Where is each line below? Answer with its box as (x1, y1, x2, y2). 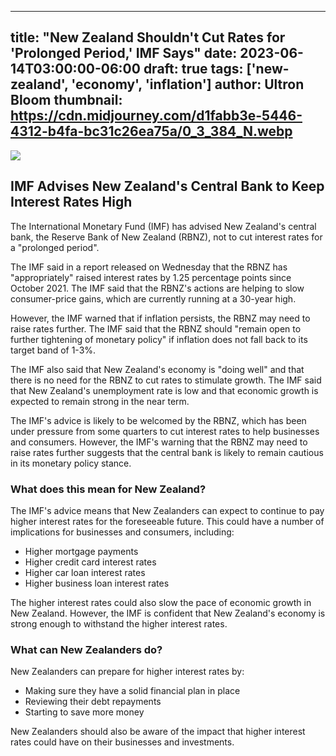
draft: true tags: (143, 61, 244, 78)
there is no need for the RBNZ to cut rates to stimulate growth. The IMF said (10, 374, 322, 386)
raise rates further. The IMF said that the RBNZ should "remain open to (10, 322, 302, 335)
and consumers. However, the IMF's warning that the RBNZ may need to (10, 436, 308, 448)
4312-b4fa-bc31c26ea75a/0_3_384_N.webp (10, 123, 293, 140)
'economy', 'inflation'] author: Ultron (71, 76, 305, 93)
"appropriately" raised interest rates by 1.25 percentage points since (10, 271, 292, 283)
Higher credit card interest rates (24, 556, 157, 568)
